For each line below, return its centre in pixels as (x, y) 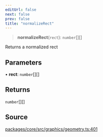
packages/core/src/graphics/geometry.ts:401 (51, 129)
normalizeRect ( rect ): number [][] (50, 37)
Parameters (24, 62)
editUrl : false (21, 10)
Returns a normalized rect (31, 47)
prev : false (17, 19)
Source (17, 117)
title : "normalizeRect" (30, 23)
